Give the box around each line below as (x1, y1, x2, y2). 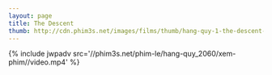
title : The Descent (8, 19, 74, 27)
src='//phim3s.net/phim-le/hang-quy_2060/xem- (72, 49, 236, 59)
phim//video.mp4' (8, 57, 69, 67)
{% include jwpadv (8, 49, 71, 59)
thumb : (8, 27, 31, 35)
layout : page (8, 11, 53, 20)
